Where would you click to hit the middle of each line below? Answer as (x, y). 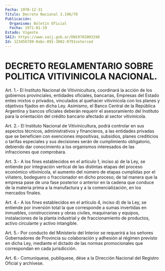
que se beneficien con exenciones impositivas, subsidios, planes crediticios (82, 136)
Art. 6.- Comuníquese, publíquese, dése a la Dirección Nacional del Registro (82, 258)
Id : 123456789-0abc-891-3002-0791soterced (49, 42)
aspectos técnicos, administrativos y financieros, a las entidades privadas (80, 131)
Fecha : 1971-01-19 (28, 28)
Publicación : (18, 19)
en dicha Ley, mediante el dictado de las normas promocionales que (74, 243)
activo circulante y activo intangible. (41, 223)
